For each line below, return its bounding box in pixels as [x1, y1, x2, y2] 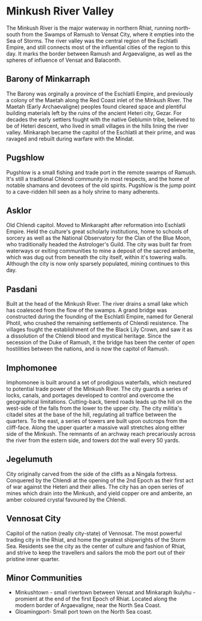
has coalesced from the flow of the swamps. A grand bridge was [6, 307, 168, 314]
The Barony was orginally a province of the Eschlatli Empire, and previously [6, 90, 194, 97]
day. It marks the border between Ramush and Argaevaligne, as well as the [6, 50, 192, 57]
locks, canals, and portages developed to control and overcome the [6, 392, 174, 399]
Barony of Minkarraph [6, 74, 90, 84]
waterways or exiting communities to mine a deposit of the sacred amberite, [6, 247, 195, 255]
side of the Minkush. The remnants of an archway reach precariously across [6, 430, 196, 437]
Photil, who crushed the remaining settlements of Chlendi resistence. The [6, 320, 189, 327]
